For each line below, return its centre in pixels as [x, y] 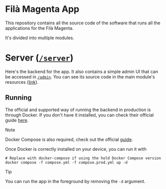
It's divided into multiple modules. [40, 38]
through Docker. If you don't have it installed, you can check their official [80, 115]
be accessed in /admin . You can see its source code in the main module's [80, 77]
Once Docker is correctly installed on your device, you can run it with [76, 149]
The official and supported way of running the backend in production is [78, 110]
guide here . [17, 120]
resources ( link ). [22, 82]
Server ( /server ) [39, 58]
